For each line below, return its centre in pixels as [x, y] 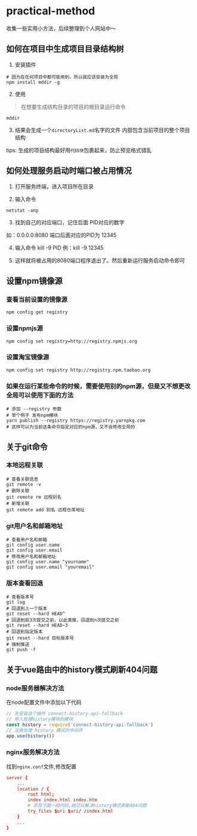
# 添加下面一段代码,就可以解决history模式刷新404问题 [87, 806]
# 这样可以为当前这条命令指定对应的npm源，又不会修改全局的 [71, 427]
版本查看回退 [25, 583]
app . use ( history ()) [30, 736]
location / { [33, 789]
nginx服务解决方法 [33, 752]
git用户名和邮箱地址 [35, 526]
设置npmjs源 [25, 328]
